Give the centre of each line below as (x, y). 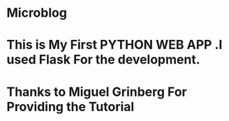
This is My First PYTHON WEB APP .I (114, 45)
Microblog (37, 13)
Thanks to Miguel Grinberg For (97, 92)
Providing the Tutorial (71, 107)
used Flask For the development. (103, 60)
